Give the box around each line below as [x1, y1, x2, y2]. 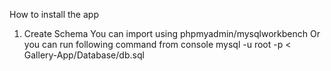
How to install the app [9, 9, 99, 20]
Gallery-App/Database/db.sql [23, 49, 145, 61]
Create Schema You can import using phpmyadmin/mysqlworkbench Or [23, 28, 321, 39]
